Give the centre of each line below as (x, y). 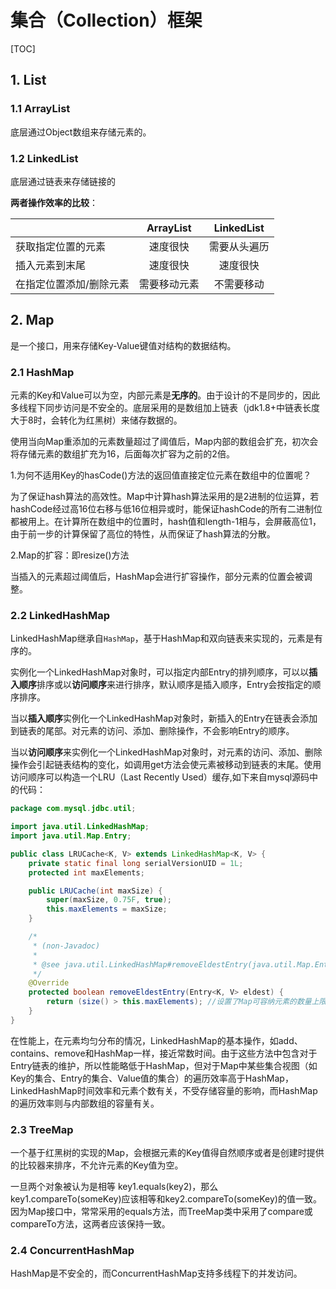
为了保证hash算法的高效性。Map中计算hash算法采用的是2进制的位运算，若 (165, 497)
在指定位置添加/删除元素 (72, 284)
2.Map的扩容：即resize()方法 (70, 555)
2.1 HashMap (42, 372)
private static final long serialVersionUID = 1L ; (136, 863)
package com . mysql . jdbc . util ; (73, 809)
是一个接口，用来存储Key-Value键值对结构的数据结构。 (123, 345)
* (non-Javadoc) (66, 946)
